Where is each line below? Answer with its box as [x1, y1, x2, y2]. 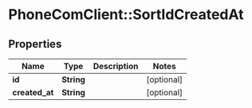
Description [93, 61, 139, 71]
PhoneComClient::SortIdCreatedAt [8, 6, 244, 24]
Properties [8, 37, 62, 51]
